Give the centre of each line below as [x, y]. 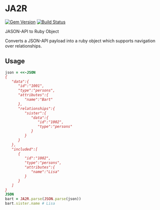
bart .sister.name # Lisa [30, 204]
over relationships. [24, 46]
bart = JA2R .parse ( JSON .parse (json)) [43, 199]
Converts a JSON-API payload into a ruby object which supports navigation [80, 41]
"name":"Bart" [39, 100]
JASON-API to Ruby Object [32, 31]
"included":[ [24, 149]
